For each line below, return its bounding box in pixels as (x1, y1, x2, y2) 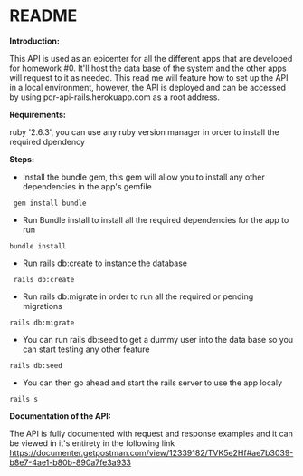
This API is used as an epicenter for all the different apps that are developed (9, 53, 293, 63)
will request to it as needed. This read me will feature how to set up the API (9, 72, 289, 83)
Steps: (9, 153, 34, 164)
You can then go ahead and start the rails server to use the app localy (22, 377, 283, 388)
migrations (22, 300, 63, 311)
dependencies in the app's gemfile (22, 180, 152, 191)
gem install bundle (13, 199, 88, 208)
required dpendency (9, 136, 86, 147)
